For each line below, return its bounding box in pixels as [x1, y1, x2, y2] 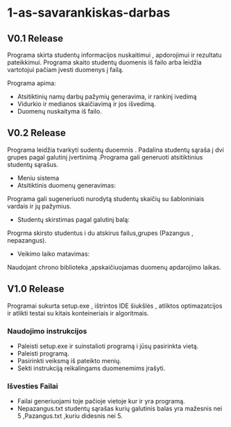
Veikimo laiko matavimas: [17, 250, 90, 258]
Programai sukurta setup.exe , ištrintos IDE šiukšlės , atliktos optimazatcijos [7, 302, 223, 310]
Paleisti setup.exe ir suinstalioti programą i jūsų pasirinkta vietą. [17, 342, 199, 350]
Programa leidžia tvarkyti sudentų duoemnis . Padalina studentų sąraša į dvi [7, 146, 224, 154]
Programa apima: [7, 79, 57, 87]
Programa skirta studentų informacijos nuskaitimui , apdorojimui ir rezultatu [7, 51, 222, 59]
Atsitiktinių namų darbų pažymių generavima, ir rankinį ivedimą [17, 92, 197, 101]
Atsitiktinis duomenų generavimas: [17, 181, 117, 189]
